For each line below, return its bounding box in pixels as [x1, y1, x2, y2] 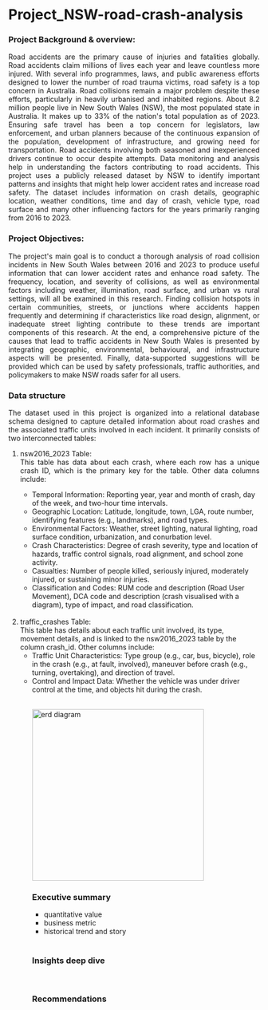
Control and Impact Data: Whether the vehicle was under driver [31, 677, 240, 686]
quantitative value [43, 909, 103, 919]
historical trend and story [43, 927, 127, 937]
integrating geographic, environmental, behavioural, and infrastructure [8, 345, 260, 354]
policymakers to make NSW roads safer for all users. [8, 369, 181, 380]
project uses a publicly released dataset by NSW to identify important [8, 171, 260, 180]
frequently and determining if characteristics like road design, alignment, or [8, 310, 260, 320]
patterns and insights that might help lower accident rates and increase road [8, 180, 260, 189]
